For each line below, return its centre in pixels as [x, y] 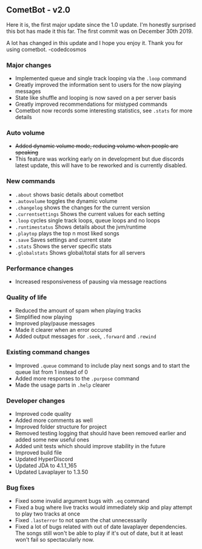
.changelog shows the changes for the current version [82, 207]
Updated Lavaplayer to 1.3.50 [52, 472]
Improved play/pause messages [55, 323]
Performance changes [40, 268]
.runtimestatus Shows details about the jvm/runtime [81, 227]
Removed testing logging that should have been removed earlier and [100, 433]
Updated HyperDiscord [44, 459]
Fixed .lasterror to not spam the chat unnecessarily [81, 520]
